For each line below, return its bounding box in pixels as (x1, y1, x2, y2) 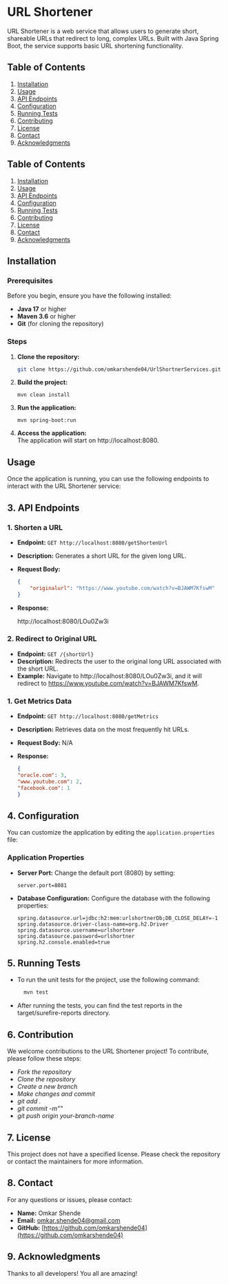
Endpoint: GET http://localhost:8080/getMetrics (17, 712, 159, 720)
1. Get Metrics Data (7, 696, 72, 706)
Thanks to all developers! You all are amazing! (7, 1269, 138, 1277)
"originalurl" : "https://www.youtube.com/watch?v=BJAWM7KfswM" (30, 584, 216, 591)
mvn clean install (17, 391, 70, 398)
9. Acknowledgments (7, 1251, 101, 1263)
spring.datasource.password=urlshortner (17, 933, 135, 939)
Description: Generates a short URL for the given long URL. (17, 551, 187, 560)
